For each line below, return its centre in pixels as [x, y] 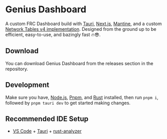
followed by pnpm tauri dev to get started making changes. [68, 103]
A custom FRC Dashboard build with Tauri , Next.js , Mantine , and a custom [83, 24]
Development [27, 85]
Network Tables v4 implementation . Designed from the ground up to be [81, 29]
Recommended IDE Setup [47, 119]
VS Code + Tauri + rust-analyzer [47, 131]
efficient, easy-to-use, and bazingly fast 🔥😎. [53, 34]
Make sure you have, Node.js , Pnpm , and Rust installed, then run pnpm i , [82, 97]
